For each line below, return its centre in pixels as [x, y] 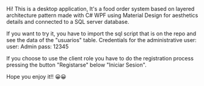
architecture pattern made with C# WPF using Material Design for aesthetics [102, 15]
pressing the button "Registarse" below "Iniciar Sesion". [76, 65]
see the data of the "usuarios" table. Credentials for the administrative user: [101, 40]
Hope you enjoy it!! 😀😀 [36, 77]
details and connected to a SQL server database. [68, 22]
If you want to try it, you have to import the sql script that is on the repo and [101, 34]
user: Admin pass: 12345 [38, 46]
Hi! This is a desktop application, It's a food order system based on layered [100, 9]
